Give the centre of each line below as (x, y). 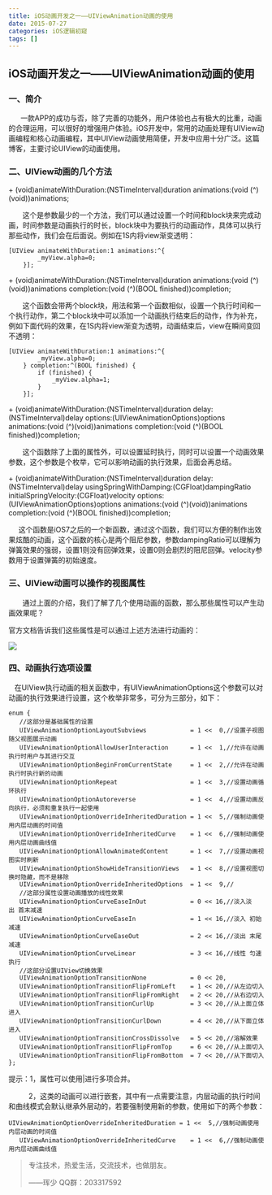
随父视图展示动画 (33, 739)
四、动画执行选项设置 (50, 668)
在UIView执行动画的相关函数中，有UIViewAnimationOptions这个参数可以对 (139, 687)
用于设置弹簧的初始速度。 (58, 560)
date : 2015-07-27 (38, 24)
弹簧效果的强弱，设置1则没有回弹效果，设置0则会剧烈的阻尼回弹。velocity (132, 550)
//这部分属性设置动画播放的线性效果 (71, 893)
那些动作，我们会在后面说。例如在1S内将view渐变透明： (102, 236)
